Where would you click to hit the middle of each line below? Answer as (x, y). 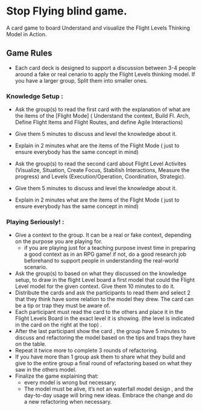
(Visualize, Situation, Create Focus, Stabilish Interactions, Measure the (102, 170)
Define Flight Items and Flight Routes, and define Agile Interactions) (99, 123)
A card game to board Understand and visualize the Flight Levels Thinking (98, 28)
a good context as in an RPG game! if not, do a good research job (105, 254)
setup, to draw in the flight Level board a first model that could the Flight (105, 280)
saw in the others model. (46, 370)
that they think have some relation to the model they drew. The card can (104, 299)
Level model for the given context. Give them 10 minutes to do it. (95, 286)
